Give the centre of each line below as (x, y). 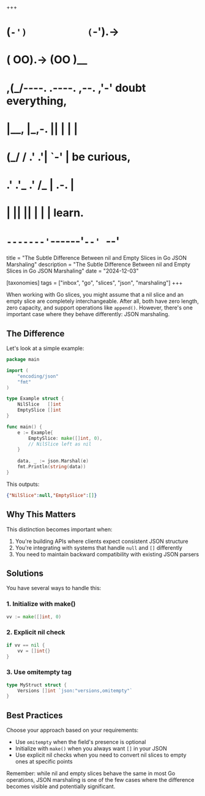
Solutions (25, 573)
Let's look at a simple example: (45, 348)
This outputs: (23, 484)
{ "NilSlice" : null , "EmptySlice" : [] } (52, 495)
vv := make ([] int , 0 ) (34, 616)
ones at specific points (44, 762)
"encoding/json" (38, 376)
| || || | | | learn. (45, 213)
